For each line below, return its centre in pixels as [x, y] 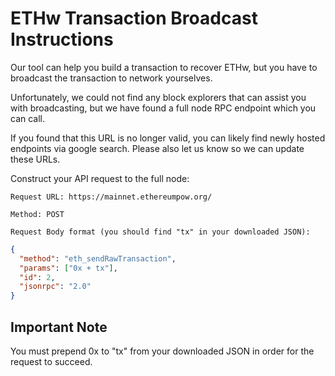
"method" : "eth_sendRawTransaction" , [98, 258]
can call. [28, 118]
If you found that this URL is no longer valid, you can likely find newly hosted [168, 138]
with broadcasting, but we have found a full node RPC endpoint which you [163, 108]
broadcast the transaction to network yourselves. [111, 78]
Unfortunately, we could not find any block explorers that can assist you [158, 97]
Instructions [62, 39]
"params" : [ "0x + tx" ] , [68, 268]
